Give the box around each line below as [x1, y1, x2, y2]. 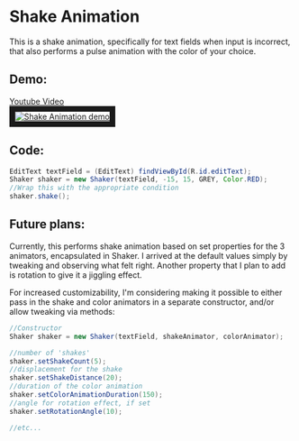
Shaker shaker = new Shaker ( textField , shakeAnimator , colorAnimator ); [9, 332, 284, 341]
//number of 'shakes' [9, 348, 91, 357]
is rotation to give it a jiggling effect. [9, 269, 142, 280]
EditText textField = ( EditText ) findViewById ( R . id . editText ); [9, 167, 252, 176]
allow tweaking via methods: [9, 306, 115, 317]
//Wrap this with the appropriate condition [9, 183, 179, 193]
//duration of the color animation [9, 381, 143, 391]
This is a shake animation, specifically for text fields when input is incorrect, [9, 36, 291, 47]
